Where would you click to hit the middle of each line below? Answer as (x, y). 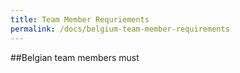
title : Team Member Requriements (80, 19)
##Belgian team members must (75, 57)
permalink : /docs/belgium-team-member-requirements (120, 29)
